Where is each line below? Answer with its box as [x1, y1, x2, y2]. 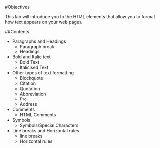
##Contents [5, 29, 30, 34]
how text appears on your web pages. [5, 19, 83, 25]
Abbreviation [19, 91, 46, 97]
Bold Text [19, 59, 40, 65]
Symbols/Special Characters [19, 122, 79, 128]
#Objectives [5, 4, 30, 10]
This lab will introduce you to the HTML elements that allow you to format [5, 14, 155, 19]
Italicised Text [19, 64, 49, 70]
